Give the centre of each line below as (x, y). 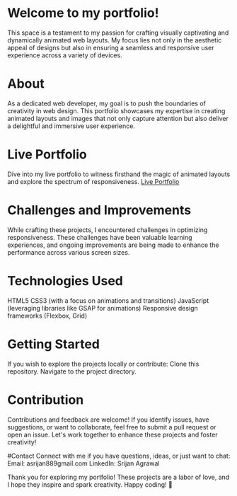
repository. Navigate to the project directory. (72, 371)
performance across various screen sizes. (69, 252)
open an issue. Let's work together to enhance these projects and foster (112, 434)
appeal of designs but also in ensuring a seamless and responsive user (111, 47)
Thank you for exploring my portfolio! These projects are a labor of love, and (118, 477)
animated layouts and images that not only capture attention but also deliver (118, 118)
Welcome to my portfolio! (83, 13)
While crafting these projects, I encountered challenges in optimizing (108, 230)
